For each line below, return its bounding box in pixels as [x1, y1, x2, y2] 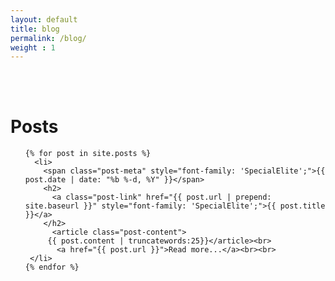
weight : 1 [10, 42, 56, 53]
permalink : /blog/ [10, 33, 87, 43]
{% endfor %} [24, 262, 80, 273]
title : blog [10, 24, 60, 34]
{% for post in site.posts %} [24, 149, 152, 159]
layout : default [10, 14, 78, 25]
